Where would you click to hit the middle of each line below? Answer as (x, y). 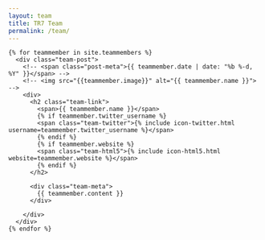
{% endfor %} (30, 229)
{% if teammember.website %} (86, 145)
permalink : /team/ (39, 31)
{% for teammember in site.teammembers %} (80, 53)
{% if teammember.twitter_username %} (102, 116)
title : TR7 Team (35, 23)
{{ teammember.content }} (81, 194)
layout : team (30, 16)
